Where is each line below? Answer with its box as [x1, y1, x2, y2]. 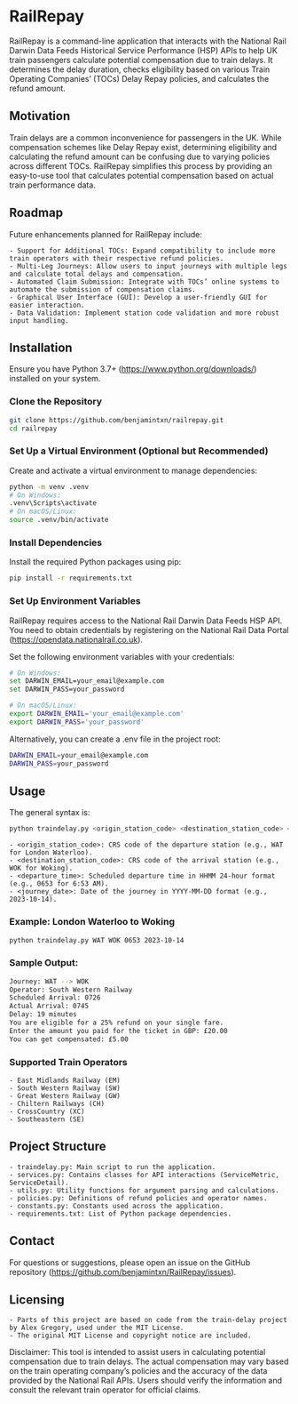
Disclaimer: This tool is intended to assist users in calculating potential [9, 1347, 266, 1358]
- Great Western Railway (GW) [9, 1092, 122, 1101]
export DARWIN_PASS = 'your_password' [9, 718, 145, 726]
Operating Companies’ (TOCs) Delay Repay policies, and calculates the [9, 73, 270, 84]
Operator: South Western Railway [9, 985, 133, 994]
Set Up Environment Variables [9, 595, 141, 607]
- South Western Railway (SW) [9, 1084, 122, 1093]
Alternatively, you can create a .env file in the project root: [9, 734, 222, 744]
